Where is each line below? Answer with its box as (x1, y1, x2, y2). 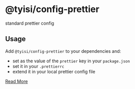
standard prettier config (5, 20, 54, 26)
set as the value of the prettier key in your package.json (12, 58, 130, 64)
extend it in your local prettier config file (12, 68, 95, 74)
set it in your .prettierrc (12, 63, 64, 69)
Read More (5, 78, 28, 84)
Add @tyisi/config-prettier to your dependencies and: (5, 48, 121, 54)
